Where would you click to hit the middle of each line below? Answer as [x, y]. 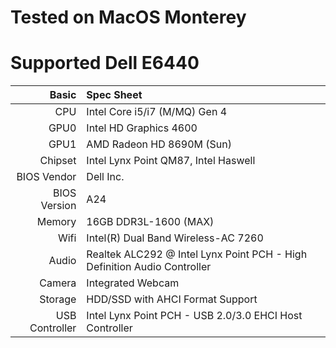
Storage [58, 299]
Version [58, 206]
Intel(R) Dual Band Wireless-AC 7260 [175, 238]
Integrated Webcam [133, 283]
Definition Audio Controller [149, 267]
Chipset [58, 161]
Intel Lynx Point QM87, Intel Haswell [171, 161]
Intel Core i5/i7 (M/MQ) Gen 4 [157, 112]
